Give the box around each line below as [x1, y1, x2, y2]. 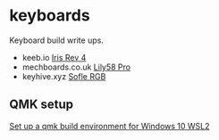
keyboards [9, 5, 91, 26]
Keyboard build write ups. [9, 35, 105, 45]
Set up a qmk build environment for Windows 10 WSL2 [9, 120, 210, 131]
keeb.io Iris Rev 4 [21, 52, 87, 62]
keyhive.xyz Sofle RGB [21, 70, 106, 81]
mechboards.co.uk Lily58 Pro [21, 62, 131, 72]
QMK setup [9, 97, 74, 112]
